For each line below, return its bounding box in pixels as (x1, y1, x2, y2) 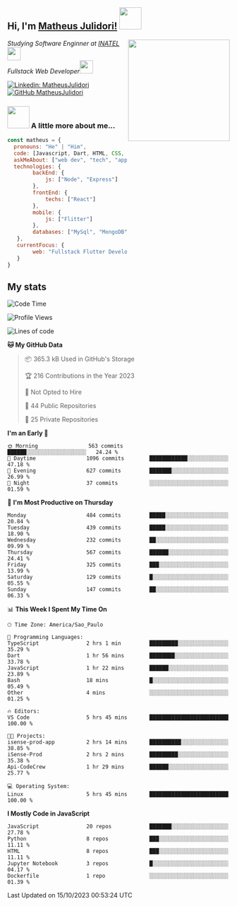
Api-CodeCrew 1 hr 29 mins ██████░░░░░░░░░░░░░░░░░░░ (7, 763, 229, 770)
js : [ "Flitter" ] (44, 215, 93, 222)
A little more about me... (30, 121, 116, 131)
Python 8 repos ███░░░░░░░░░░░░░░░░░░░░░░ (7, 835, 229, 842)
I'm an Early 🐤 (7, 429, 49, 438)
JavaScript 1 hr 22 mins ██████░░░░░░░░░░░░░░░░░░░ (7, 664, 229, 672)
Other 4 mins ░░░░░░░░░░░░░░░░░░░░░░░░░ (7, 689, 229, 696)
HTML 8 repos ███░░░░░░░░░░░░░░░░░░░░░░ (7, 848, 229, 855)
